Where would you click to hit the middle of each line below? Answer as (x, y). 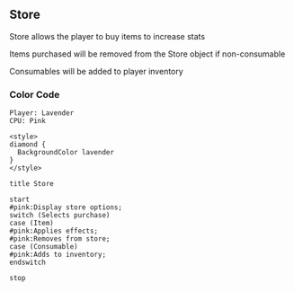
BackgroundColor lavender (66, 153)
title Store (31, 184)
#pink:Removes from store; (60, 239)
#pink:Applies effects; (54, 231)
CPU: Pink (28, 121)
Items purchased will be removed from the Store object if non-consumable (147, 54)
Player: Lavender (42, 113)
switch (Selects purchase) (60, 216)
